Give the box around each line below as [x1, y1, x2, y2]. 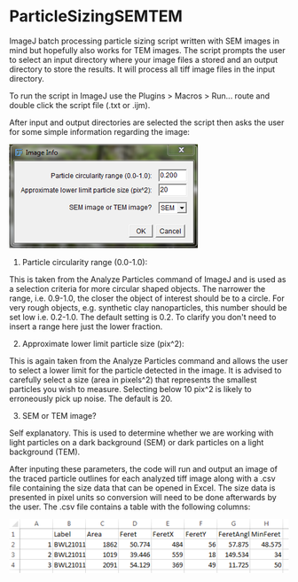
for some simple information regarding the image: [9, 126, 191, 137]
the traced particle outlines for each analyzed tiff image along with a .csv [9, 473, 277, 484]
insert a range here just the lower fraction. [9, 321, 163, 332]
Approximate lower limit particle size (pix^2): [21, 338, 184, 349]
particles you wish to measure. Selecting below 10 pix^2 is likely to [9, 383, 253, 394]
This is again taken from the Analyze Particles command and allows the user [9, 355, 288, 366]
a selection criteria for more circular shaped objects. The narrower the [9, 283, 266, 294]
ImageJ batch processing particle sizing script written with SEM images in [9, 35, 279, 46]
